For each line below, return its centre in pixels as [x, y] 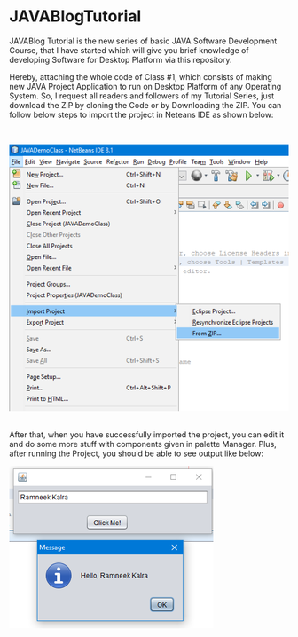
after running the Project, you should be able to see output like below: [137, 453]
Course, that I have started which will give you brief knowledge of [129, 50]
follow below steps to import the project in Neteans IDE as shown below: [141, 114]
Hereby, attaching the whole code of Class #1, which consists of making [141, 76]
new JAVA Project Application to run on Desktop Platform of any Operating [145, 86]
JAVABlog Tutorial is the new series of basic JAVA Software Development [143, 41]
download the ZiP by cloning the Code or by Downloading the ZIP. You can [145, 105]
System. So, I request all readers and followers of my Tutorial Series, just [142, 96]
